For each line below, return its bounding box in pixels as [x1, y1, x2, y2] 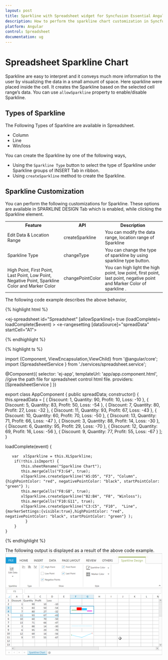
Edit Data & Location [7, 232, 49, 238]
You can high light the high [104, 264, 160, 270]
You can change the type [104, 247, 156, 253]
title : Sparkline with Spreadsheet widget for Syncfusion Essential [5, 13, 151, 19]
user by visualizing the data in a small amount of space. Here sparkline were [5, 78, 162, 85]
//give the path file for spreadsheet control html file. [5, 376, 111, 383]
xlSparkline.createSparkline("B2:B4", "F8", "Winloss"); [20, 494, 142, 499]
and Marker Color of [104, 280, 146, 286]
